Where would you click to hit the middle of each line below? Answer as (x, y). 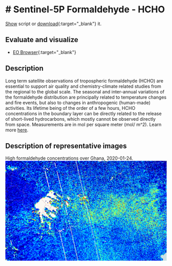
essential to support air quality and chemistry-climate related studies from (83, 86)
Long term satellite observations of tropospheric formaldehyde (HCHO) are (84, 81)
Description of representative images (66, 146)
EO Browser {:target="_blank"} (45, 52)
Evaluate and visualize (42, 40)
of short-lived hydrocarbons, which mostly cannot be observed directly (81, 119)
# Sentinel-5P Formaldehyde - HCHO (85, 9)
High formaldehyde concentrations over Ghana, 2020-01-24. (69, 158)
